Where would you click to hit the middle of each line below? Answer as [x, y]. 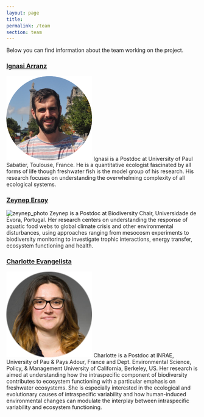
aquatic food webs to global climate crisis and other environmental [90, 226]
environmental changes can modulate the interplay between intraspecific [98, 401]
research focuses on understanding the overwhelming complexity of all [96, 178]
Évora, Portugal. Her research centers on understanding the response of [97, 220]
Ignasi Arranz [27, 66]
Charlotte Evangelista [39, 262]
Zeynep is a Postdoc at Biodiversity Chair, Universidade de [123, 213]
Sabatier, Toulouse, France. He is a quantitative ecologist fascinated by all [99, 165]
